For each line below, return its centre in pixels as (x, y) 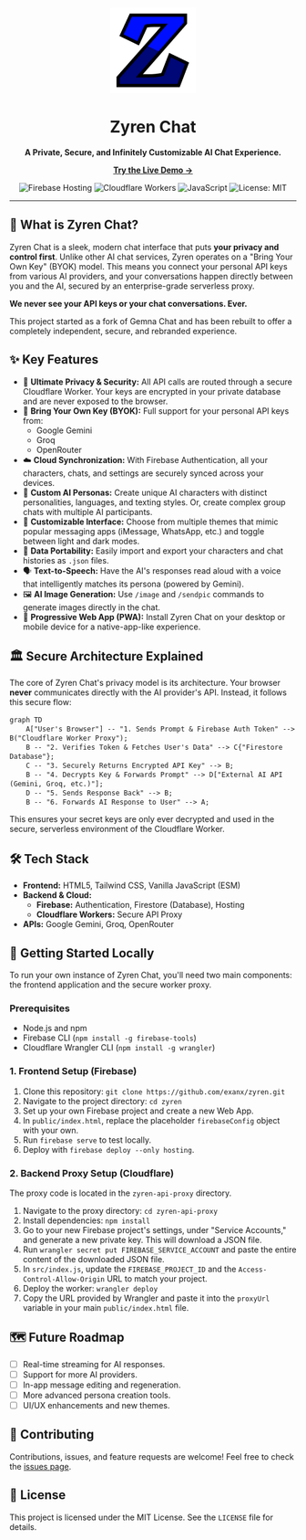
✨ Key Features (54, 359)
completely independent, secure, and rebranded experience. (123, 331)
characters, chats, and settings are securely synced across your (143, 473)
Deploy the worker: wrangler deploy (90, 1288)
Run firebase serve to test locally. (87, 1140)
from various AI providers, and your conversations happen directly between (151, 276)
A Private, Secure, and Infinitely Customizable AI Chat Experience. (153, 152)
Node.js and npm (55, 1028)
